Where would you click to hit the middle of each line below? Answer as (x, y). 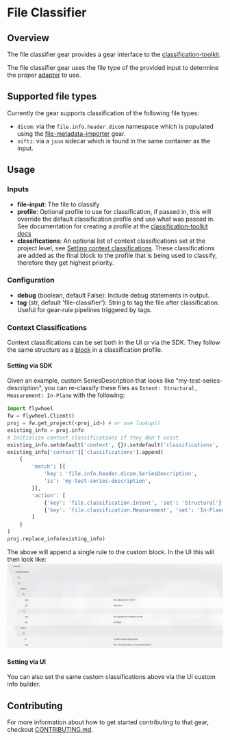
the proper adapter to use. (44, 75)
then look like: (27, 559)
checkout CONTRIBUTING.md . (50, 729)
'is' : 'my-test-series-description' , (98, 481)
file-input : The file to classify (58, 204)
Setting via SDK (30, 366)
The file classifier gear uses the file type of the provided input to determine (113, 68)
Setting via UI (27, 661)
